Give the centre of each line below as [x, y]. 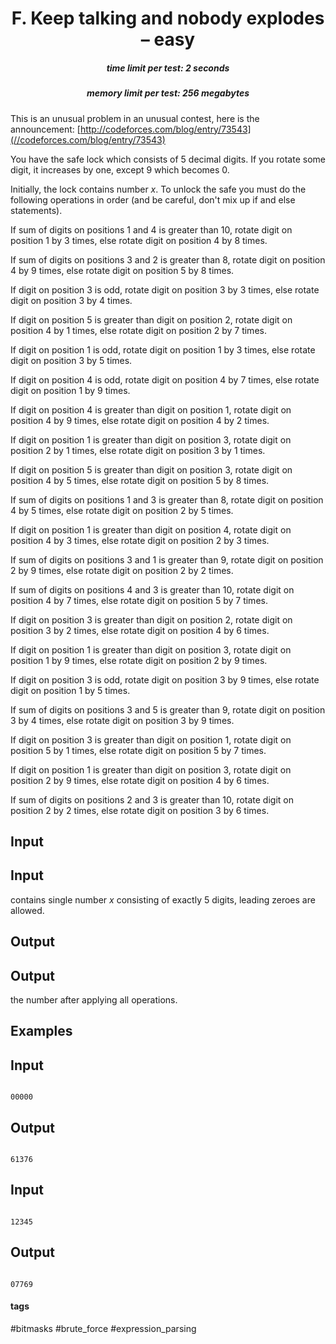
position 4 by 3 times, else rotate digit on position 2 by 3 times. [140, 540]
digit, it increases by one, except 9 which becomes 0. [120, 169]
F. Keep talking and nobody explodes [168, 18]
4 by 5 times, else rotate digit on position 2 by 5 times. [122, 510]
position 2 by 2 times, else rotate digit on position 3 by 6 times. [140, 810]
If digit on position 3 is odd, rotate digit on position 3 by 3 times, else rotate [165, 289]
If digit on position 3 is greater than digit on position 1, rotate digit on [151, 739]
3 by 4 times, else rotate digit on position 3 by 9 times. [122, 720]
